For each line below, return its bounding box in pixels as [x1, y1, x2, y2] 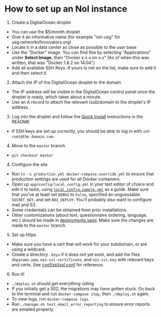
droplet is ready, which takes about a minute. [11, 94, 102, 100]
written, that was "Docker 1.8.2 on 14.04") [11, 60, 95, 65]
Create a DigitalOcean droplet [11, 19, 71, 25]
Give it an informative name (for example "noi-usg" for [11, 34, 121, 40]
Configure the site [11, 161, 48, 167]
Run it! [11, 271, 25, 277]
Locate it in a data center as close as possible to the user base [11, 44, 137, 50]
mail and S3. [11, 202, 37, 207]
